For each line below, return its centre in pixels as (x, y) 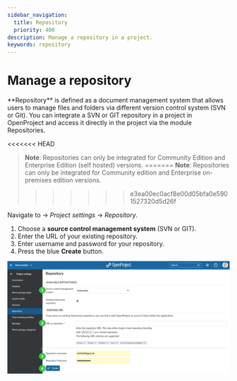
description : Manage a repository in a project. (80, 37)
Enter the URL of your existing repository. (78, 236)
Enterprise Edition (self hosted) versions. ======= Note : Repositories (127, 165)
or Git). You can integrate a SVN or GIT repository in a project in (100, 115)
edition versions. (77, 180)
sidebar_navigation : (38, 15)
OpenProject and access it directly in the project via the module (100, 123)
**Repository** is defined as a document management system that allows (115, 100)
